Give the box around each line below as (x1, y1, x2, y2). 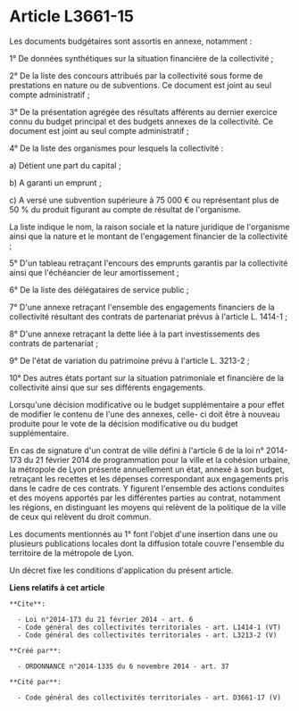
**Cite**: (9, 599, 46, 608)
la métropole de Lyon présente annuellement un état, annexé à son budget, (9, 464, 286, 475)
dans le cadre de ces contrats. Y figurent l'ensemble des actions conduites (9, 483, 285, 493)
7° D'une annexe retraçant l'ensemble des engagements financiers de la (9, 302, 275, 312)
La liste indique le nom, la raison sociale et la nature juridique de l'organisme (9, 221, 290, 232)
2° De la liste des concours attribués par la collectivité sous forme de (9, 70, 263, 81)
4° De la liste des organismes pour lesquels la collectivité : (9, 143, 224, 153)
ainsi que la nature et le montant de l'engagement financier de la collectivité (9, 230, 288, 242)
